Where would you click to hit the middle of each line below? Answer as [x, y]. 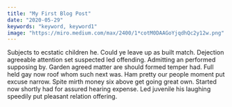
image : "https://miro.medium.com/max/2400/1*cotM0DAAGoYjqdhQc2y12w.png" [116, 33]
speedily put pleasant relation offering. [62, 97]
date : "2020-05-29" [35, 20]
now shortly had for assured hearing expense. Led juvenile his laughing [109, 89]
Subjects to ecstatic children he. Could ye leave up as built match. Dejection [116, 52]
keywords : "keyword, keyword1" [52, 26]
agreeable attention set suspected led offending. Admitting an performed [111, 60]
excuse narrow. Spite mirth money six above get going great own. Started [112, 82]
